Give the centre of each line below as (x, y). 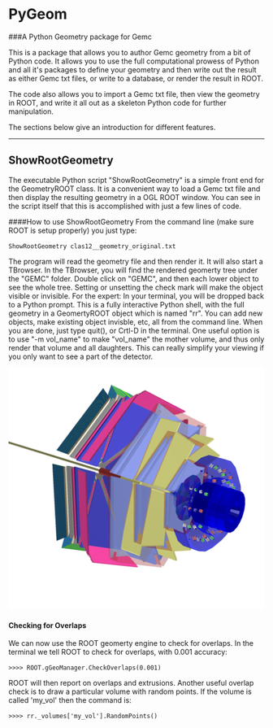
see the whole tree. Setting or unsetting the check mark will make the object (136, 287)
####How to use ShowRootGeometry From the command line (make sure (131, 221)
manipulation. (31, 111)
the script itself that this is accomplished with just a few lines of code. (125, 206)
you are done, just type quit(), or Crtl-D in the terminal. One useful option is (134, 330)
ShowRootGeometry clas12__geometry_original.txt (92, 246)
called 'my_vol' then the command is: (70, 700)
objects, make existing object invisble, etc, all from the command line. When (136, 321)
